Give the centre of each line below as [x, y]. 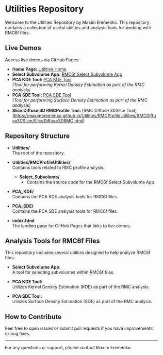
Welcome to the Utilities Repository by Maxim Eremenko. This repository [77, 22]
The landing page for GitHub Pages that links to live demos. [71, 226]
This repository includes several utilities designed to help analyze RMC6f [78, 253]
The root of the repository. [38, 153]
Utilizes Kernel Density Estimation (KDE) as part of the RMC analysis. [81, 287]
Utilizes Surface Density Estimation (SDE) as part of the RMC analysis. [82, 302]
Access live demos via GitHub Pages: [42, 60]
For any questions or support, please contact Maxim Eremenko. [68, 348]
